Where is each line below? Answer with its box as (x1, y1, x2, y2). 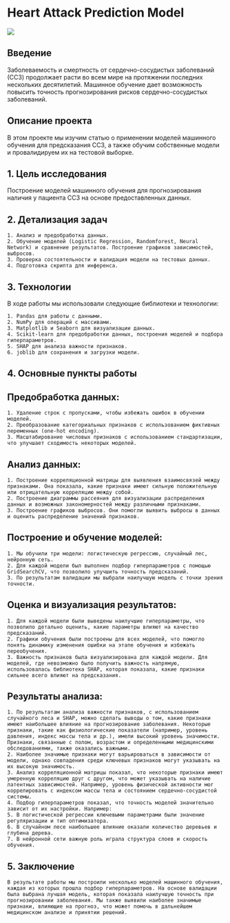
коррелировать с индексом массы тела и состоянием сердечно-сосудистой (7, 788, 217, 794)
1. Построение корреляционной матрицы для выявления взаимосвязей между (7, 477, 220, 484)
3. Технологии (7, 281, 72, 293)
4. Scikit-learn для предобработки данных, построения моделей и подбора (7, 331, 224, 338)
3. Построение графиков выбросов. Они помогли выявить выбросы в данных (7, 507, 220, 514)
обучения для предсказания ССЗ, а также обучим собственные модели (7, 140, 220, 149)
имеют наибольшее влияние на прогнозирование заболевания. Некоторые (7, 721, 211, 728)
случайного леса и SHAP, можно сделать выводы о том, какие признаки (7, 715, 211, 722)
